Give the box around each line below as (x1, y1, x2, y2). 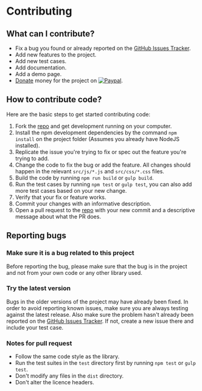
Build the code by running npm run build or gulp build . (15, 174, 154, 181)
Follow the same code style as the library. (15, 353, 120, 360)
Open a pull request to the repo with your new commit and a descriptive (15, 206, 195, 213)
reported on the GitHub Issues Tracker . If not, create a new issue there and (6, 317, 194, 325)
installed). (15, 142, 41, 149)
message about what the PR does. (15, 213, 102, 220)
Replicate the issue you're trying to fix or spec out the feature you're (15, 148, 187, 156)
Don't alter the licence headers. (15, 379, 94, 386)
